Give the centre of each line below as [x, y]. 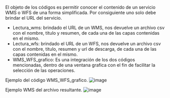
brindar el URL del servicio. [34, 18]
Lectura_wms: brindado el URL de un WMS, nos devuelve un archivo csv [89, 28]
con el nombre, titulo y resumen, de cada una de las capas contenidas [86, 33]
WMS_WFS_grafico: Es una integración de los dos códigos [74, 60]
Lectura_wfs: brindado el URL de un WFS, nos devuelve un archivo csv [87, 44]
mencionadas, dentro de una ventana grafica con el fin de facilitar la [84, 65]
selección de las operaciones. [44, 70]
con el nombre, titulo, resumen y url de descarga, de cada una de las [84, 49]
